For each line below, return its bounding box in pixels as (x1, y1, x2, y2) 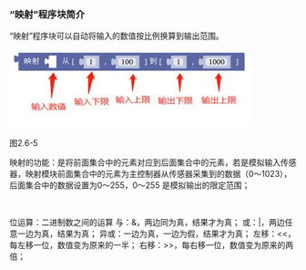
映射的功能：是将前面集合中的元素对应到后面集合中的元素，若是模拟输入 (9, 157, 280, 168)
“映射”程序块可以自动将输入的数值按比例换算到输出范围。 (9, 30, 225, 42)
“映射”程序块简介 (9, 7, 86, 20)
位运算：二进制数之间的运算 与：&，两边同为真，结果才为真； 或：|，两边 (9, 217, 285, 228)
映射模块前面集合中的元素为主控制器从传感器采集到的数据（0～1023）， (25, 169, 292, 180)
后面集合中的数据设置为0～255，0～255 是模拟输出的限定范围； (9, 180, 250, 191)
